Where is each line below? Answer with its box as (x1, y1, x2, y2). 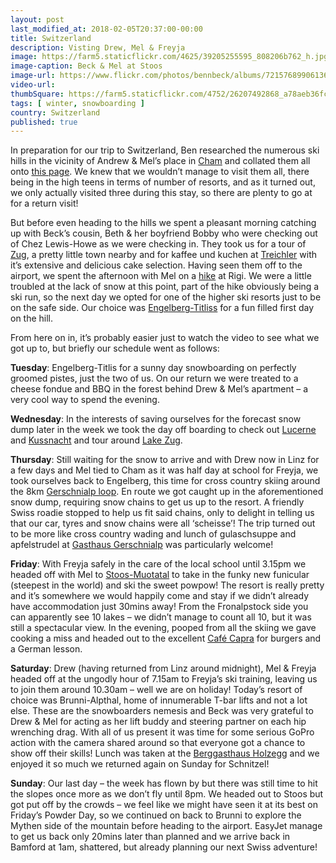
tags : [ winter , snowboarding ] (10, 98, 145, 108)
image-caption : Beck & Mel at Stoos (10, 61, 163, 71)
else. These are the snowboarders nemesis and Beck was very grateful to (10, 705, 314, 717)
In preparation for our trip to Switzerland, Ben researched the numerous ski (10, 144, 320, 156)
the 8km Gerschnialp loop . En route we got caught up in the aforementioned (10, 486, 324, 498)
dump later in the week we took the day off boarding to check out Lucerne (10, 424, 317, 436)
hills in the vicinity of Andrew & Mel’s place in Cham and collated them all (10, 155, 311, 167)
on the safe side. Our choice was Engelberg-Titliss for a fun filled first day (10, 302, 314, 314)
